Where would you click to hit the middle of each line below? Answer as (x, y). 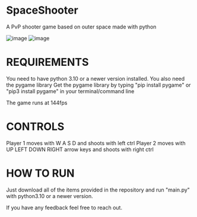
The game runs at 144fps (37, 103)
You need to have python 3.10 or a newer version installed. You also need (96, 78)
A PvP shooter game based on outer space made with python (81, 27)
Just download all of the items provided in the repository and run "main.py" (98, 190)
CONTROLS (35, 127)
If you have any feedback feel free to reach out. (64, 208)
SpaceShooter (42, 10)
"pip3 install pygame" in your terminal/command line (70, 91)
